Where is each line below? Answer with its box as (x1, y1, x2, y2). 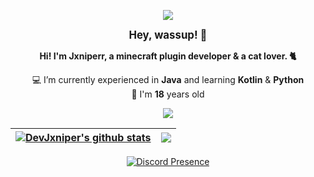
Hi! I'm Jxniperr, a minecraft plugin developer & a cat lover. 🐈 (39, 50, 297, 62)
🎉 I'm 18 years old (131, 88, 205, 100)
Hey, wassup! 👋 (128, 28, 208, 42)
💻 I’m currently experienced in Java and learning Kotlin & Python (31, 74, 305, 85)
